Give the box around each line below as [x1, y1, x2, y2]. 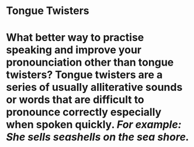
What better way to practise [6, 31, 144, 45]
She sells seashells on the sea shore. [6, 131, 190, 144]
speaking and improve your [6, 43, 142, 57]
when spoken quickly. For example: [6, 118, 182, 131]
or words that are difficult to [6, 93, 144, 107]
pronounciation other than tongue [6, 56, 174, 69]
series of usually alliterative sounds [6, 81, 183, 94]
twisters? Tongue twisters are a [6, 69, 163, 81]
